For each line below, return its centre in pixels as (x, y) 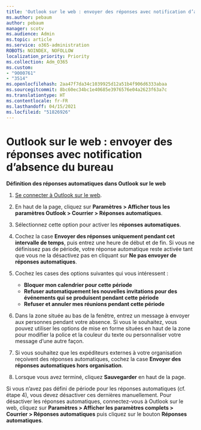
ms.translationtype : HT (36, 95)
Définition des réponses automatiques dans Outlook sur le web (86, 184)
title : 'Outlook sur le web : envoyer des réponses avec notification (96, 12)
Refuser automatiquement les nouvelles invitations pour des (100, 292)
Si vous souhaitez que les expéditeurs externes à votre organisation (98, 353)
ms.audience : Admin (31, 34)
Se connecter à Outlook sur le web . (58, 195)
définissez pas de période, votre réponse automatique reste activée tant (104, 249)
